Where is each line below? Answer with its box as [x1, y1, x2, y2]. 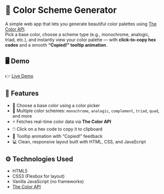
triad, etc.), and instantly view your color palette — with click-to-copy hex [5, 37, 157, 43]
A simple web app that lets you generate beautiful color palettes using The [5, 21, 157, 27]
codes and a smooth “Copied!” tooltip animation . [5, 42, 108, 48]
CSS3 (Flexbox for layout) [12, 173, 65, 179]
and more [12, 113, 32, 119]
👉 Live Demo [5, 73, 34, 79]
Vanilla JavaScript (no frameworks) [12, 179, 84, 185]
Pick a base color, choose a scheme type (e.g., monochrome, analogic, [5, 31, 150, 37]
